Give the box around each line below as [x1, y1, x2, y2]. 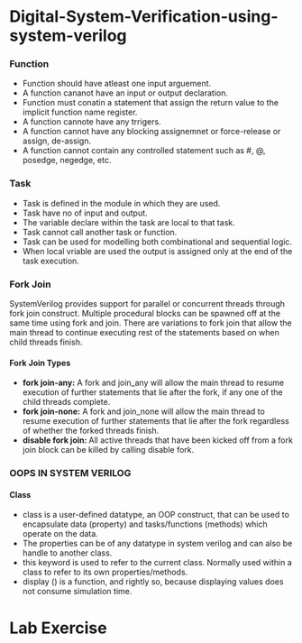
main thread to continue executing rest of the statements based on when [9, 327, 279, 338]
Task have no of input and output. [22, 207, 148, 218]
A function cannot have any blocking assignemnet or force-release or [22, 126, 281, 137]
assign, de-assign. [22, 135, 92, 146]
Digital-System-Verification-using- [9, 6, 279, 27]
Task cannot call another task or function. [22, 226, 178, 237]
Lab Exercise [9, 618, 107, 638]
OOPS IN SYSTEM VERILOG [9, 467, 132, 480]
